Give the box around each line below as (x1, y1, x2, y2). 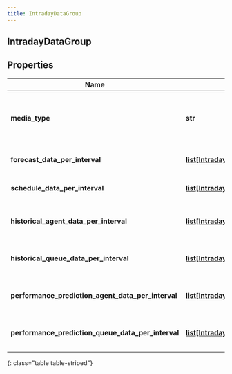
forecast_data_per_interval (10, 154, 101, 164)
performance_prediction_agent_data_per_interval (10, 290, 177, 300)
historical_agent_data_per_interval (10, 216, 128, 226)
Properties (7, 60, 54, 71)
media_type (10, 113, 50, 123)
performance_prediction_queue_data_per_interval (10, 328, 180, 337)
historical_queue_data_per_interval (10, 253, 129, 263)
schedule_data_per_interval (10, 183, 104, 193)
